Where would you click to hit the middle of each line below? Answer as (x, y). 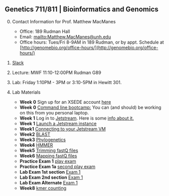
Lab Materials (26, 92)
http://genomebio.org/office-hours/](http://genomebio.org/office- (90, 47)
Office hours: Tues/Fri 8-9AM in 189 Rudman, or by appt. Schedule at (92, 42)
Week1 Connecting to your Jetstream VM (62, 129)
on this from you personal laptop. (54, 112)
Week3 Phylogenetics (43, 139)
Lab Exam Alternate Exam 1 (49, 182)
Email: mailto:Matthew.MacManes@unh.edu (65, 36)
